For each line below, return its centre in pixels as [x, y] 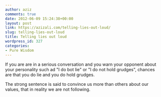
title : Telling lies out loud [36, 37]
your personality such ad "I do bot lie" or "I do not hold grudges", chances [80, 69]
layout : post [18, 23]
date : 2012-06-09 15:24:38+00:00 [39, 19]
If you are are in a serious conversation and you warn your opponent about [81, 64]
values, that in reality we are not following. [48, 89]
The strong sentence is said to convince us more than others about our [77, 84]
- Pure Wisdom [20, 50]
